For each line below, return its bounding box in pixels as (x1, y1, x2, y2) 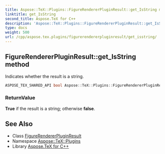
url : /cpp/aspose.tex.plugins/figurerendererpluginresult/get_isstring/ (5, 35, 157, 40)
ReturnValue (5, 94, 35, 101)
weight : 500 (5, 30, 29, 35)
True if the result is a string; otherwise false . (5, 105, 95, 111)
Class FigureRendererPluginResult (12, 133, 82, 139)
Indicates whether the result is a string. (5, 73, 84, 79)
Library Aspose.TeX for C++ (12, 143, 69, 149)
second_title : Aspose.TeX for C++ (5, 16, 76, 21)
